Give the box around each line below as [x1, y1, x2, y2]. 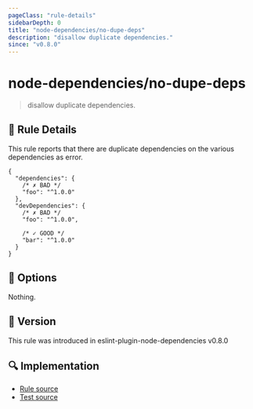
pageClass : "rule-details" [8, 11, 96, 20]
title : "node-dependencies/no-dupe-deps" [8, 26, 146, 34]
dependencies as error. [8, 152, 84, 162]
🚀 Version [8, 315, 56, 328]
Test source [19, 393, 59, 402]
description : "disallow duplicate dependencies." [8, 33, 174, 42]
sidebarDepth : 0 [8, 19, 61, 27]
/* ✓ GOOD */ [22, 229, 65, 237]
